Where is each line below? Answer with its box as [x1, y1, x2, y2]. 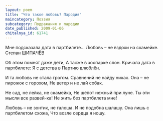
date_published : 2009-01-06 [5, 26, 64, 31]
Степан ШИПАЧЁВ [5, 50, 45, 56]
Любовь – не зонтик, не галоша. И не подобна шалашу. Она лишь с [5, 105, 149, 110]
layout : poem [5, 7, 33, 13]
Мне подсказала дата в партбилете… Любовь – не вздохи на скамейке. [5, 45, 159, 50]
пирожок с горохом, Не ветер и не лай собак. [5, 80, 103, 86]
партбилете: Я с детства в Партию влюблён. [5, 65, 100, 71]
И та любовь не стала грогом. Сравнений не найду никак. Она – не [5, 75, 149, 80]
